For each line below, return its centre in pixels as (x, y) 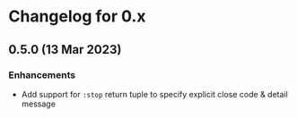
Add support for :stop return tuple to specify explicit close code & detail (154, 94)
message (38, 104)
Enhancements (42, 75)
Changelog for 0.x (77, 17)
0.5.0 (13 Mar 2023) (65, 50)
